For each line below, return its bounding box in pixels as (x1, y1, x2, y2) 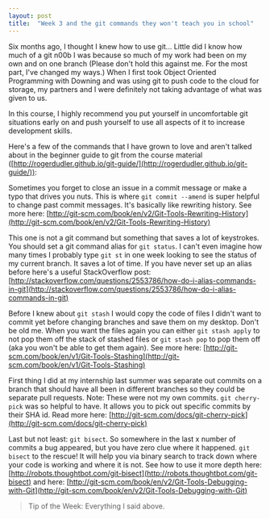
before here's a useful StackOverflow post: (8, 267, 152, 277)
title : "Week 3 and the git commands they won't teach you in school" (8, 19, 254, 27)
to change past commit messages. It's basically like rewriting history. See (8, 199, 252, 210)
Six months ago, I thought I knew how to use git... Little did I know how (8, 41, 243, 51)
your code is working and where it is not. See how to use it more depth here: (8, 459, 262, 469)
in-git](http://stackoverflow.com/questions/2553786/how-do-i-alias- (8, 284, 236, 294)
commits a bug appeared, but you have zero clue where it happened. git (8, 442, 251, 452)
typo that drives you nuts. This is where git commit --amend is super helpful (8, 191, 260, 201)
